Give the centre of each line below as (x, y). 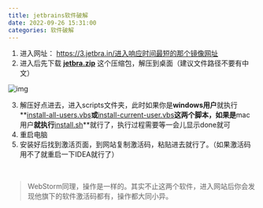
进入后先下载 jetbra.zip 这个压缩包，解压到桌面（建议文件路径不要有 (131, 63)
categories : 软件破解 (41, 30)
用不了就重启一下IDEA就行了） (69, 154)
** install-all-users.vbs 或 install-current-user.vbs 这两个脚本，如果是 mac (135, 115)
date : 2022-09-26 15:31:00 (52, 23)
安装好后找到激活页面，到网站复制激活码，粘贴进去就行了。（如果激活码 (135, 145)
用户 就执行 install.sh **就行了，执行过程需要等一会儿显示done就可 (125, 125)
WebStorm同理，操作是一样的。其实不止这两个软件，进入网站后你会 (138, 187)
